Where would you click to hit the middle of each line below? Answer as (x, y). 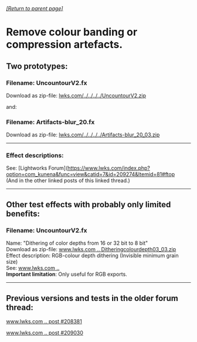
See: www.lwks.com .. (33, 268)
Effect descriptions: (35, 156)
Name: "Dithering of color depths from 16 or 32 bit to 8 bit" (77, 243)
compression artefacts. (64, 45)
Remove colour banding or (72, 32)
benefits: (23, 213)
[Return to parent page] (35, 8)
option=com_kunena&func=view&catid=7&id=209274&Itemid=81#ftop (91, 175)
